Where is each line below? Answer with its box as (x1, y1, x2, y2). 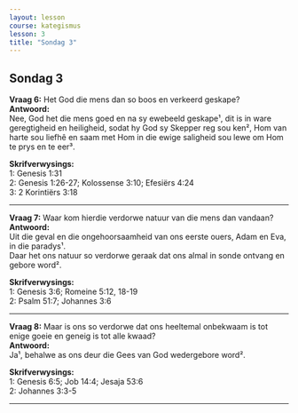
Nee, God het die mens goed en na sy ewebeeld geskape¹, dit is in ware (9, 113, 272, 124)
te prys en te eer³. (9, 141, 75, 152)
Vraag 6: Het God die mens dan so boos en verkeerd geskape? (9, 94, 240, 105)
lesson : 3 (9, 29, 46, 38)
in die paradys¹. (9, 241, 67, 251)
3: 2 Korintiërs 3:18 (9, 187, 78, 198)
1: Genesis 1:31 (9, 168, 62, 179)
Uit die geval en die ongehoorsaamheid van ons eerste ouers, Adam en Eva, (9, 232, 286, 242)
